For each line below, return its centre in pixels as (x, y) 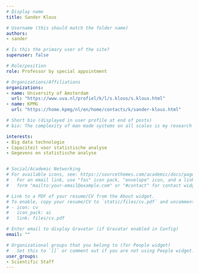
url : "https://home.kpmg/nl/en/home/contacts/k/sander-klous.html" (97, 110)
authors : (17, 33)
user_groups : (22, 256)
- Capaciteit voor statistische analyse (57, 148)
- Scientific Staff (30, 262)
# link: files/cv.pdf (36, 218)
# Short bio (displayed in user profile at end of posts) (79, 120)
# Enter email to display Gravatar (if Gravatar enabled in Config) (92, 229)
